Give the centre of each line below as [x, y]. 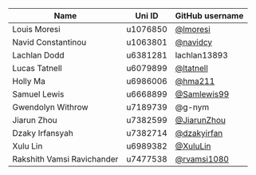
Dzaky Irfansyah [43, 133]
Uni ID [147, 16]
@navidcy [194, 42]
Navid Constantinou [49, 42]
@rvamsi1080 [202, 159]
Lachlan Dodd [38, 55]
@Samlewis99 [202, 94]
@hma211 [195, 81]
